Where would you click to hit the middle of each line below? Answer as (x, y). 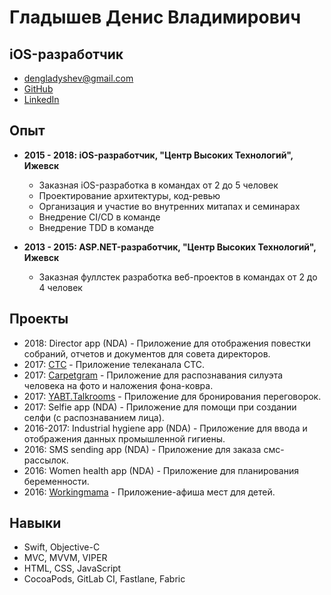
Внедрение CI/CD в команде (99, 217)
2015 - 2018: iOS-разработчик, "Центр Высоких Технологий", (158, 155)
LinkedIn (41, 99)
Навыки (35, 523)
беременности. (56, 481)
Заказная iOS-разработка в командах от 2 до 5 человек (158, 185)
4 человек (60, 287)
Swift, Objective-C (62, 547)
